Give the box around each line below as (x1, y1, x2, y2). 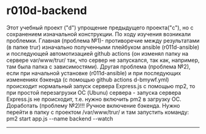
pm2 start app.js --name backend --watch (6, 114, 113, 122)
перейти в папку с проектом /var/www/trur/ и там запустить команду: (6, 108, 189, 116)
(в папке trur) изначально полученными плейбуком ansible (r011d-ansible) (6, 43, 200, 51)
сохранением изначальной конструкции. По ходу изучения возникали (6, 30, 191, 37)
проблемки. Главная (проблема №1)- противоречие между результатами (6, 37, 200, 44)
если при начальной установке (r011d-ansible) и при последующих (6, 69, 181, 76)
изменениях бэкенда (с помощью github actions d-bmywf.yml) (6, 76, 170, 83)
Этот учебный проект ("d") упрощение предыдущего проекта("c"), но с (6, 24, 194, 31)
